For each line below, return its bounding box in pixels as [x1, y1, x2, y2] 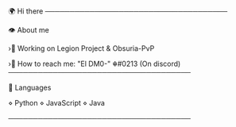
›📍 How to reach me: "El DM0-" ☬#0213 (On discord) [8, 59, 181, 68]
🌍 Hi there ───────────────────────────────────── [8, 6, 228, 16]
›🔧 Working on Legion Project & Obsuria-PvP [8, 44, 155, 53]
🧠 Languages [8, 83, 52, 92]
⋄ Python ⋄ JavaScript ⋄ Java [8, 98, 106, 107]
